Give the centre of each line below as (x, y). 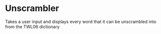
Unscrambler (32, 8)
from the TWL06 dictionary (32, 26)
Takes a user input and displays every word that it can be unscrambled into (81, 22)
